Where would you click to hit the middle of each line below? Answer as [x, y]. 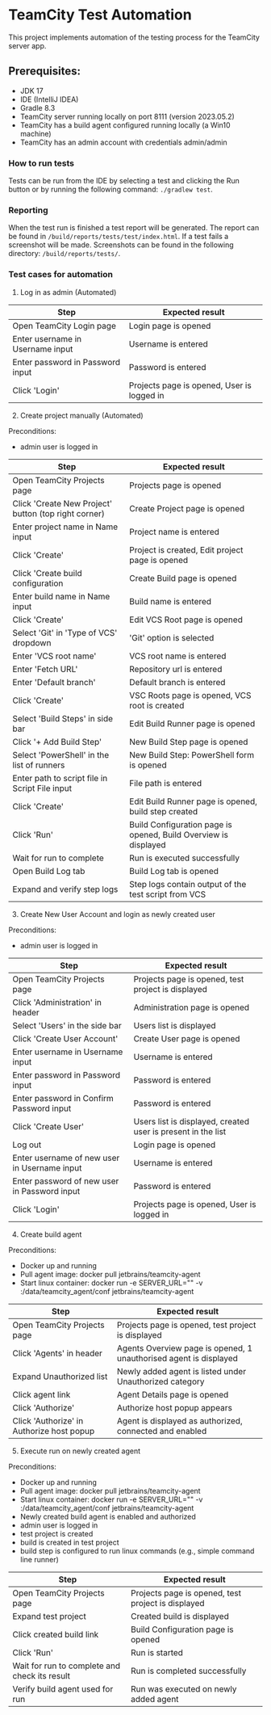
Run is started [157, 1652]
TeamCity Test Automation [100, 15]
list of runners [39, 765]
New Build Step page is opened [188, 742]
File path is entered [165, 783]
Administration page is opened [192, 1007]
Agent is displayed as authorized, [180, 1421]
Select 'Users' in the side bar [67, 1025]
